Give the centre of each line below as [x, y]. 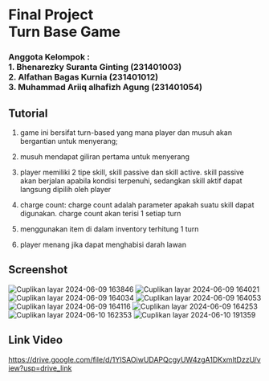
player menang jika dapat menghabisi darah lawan [103, 244]
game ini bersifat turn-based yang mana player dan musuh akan [126, 132]
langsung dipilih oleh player [65, 189]
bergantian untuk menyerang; [69, 141]
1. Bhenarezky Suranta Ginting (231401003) [95, 68]
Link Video [35, 340]
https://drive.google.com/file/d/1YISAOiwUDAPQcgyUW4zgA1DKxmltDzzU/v [134, 359]
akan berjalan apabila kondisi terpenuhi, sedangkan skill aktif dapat [131, 180]
